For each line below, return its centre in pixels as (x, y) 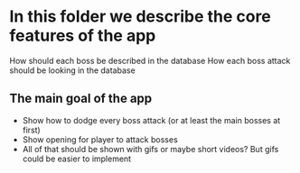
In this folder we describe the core (140, 17)
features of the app (83, 36)
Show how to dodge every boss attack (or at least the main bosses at (151, 120)
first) (31, 130)
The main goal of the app (81, 99)
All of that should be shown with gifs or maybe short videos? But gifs (150, 149)
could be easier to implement (77, 159)
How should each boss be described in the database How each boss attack (150, 60)
